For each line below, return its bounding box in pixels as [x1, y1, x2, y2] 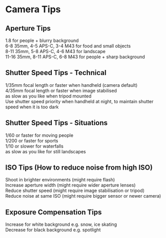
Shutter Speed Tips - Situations [5, 118, 108, 127]
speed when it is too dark [5, 104, 59, 110]
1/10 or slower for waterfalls [5, 143, 64, 149]
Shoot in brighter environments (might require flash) [5, 177, 115, 183]
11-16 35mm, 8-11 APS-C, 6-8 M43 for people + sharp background [5, 54, 145, 60]
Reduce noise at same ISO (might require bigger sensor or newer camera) [5, 193, 161, 199]
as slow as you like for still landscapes [5, 148, 86, 154]
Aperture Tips [5, 24, 51, 33]
